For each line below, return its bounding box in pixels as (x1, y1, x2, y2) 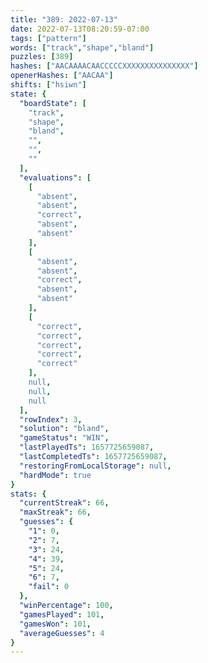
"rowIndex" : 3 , (19, 414, 83, 425)
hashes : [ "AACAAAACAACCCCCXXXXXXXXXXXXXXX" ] (10, 61, 199, 71)
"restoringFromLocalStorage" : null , (19, 461, 172, 471)
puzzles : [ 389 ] (10, 52, 74, 62)
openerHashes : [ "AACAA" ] (10, 71, 114, 81)
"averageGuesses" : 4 (19, 628, 105, 638)
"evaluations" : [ (19, 172, 92, 183)
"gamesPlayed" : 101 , (19, 609, 105, 620)
